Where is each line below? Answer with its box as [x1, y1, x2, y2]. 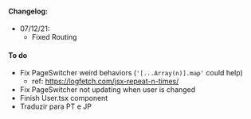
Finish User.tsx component [19, 94, 108, 103]
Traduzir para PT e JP [19, 102, 92, 111]
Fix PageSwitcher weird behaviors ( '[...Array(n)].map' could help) [19, 68, 243, 78]
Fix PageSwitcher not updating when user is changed [19, 85, 196, 94]
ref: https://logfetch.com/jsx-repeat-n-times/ [31, 76, 179, 86]
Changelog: [8, 6, 49, 16]
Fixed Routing [31, 33, 77, 42]
